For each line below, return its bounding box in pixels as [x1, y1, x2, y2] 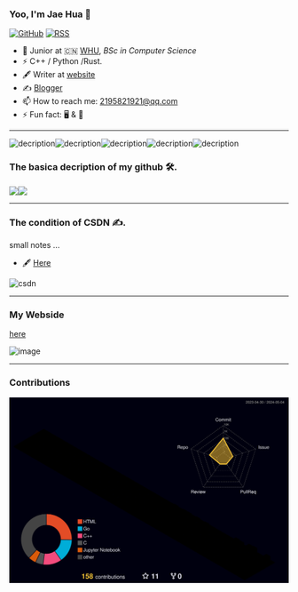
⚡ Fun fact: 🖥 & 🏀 [21, 109, 84, 120]
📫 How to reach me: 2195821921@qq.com [21, 96, 178, 107]
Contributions [9, 377, 71, 389]
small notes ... [9, 240, 60, 251]
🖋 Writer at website [21, 69, 96, 80]
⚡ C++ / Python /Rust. [21, 56, 103, 67]
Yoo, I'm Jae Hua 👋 [9, 8, 91, 20]
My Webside [9, 308, 65, 321]
